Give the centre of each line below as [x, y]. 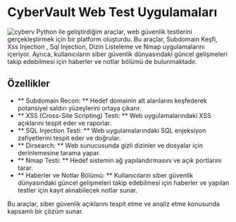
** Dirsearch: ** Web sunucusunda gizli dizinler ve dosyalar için [110, 145]
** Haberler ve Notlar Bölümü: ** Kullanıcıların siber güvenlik [105, 175]
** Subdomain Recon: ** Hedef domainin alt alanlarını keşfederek [112, 100]
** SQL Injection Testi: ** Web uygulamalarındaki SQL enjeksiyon [112, 130]
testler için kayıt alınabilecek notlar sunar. [77, 190]
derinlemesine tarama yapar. [59, 152]
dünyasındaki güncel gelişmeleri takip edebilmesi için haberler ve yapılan [123, 183]
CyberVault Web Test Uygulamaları [112, 12]
